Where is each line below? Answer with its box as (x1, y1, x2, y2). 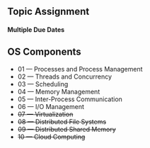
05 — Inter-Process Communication (17, 95, 122, 103)
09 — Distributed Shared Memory (17, 125, 117, 133)
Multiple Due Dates (7, 25, 65, 34)
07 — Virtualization (17, 110, 74, 118)
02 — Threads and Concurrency (17, 72, 112, 81)
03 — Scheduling (17, 79, 69, 88)
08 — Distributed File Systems (17, 117, 107, 126)
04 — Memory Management (17, 87, 100, 96)
